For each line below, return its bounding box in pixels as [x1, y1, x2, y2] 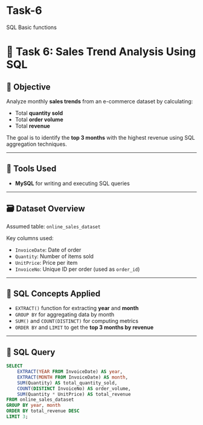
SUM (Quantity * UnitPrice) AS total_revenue [17, 391, 131, 397]
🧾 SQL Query [6, 347, 56, 357]
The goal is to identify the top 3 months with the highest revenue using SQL [6, 134, 195, 141]
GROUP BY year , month [6, 403, 61, 409]
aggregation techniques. [6, 140, 68, 148]
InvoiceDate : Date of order [14, 246, 82, 253]
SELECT [6, 363, 23, 369]
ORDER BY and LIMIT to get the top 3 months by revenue [14, 324, 154, 331]
